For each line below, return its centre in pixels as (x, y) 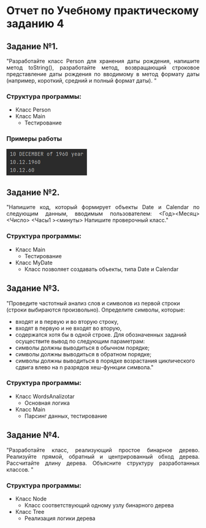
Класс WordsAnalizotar (45, 396)
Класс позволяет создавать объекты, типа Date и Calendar (101, 269)
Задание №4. (33, 435)
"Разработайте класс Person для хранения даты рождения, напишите (103, 61)
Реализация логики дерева (60, 518)
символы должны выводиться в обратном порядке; (83, 354)
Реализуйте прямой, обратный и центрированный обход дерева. (103, 456)
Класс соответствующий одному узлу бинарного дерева (99, 505)
